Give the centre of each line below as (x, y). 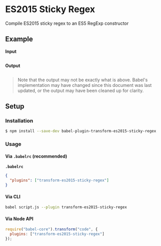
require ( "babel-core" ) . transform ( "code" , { (52, 229)
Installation (19, 121)
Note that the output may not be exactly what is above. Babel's (83, 80)
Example (19, 39)
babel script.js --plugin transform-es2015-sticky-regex (66, 207)
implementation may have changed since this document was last (85, 85)
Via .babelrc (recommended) (36, 156)
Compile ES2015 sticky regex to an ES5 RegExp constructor (67, 23)
